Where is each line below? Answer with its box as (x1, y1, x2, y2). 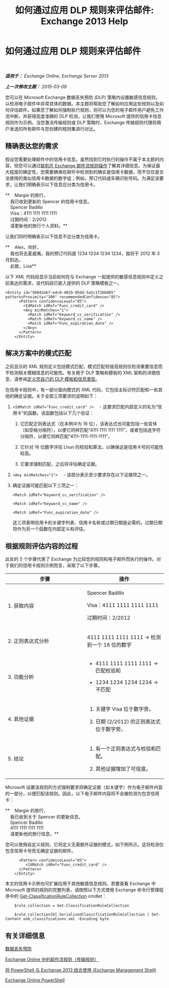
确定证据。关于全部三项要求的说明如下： (14, 393, 98, 399)
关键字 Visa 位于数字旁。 (95, 705, 154, 713)
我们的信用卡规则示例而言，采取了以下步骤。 (9, 562, 102, 569)
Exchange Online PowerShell (5, 977, 65, 983)
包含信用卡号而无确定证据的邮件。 (5, 848, 76, 854)
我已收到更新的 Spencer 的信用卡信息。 (10, 198, 92, 204)
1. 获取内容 (8, 602, 34, 609)
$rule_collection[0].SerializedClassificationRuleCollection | (14, 912, 150, 917)
